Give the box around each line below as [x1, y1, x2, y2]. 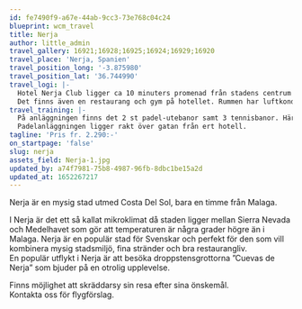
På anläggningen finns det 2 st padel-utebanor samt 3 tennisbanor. [17, 114, 280, 123]
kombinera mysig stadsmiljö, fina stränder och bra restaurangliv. [9, 243, 248, 254]
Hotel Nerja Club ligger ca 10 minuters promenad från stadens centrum [17, 88, 292, 97]
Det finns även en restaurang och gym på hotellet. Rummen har [17, 96, 259, 106]
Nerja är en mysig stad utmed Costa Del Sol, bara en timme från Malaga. [9, 197, 278, 208]
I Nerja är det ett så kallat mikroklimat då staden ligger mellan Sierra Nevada [9, 214, 290, 225]
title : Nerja [9, 30, 58, 39]
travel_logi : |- [9, 80, 70, 89]
